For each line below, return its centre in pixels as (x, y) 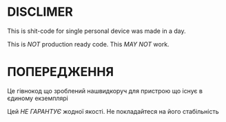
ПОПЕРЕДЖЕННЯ (61, 72)
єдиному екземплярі (38, 98)
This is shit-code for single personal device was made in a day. (96, 31)
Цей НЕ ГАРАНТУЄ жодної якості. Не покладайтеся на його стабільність (113, 111)
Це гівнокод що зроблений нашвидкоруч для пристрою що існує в (105, 90)
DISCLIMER (40, 12)
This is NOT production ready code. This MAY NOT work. (89, 44)
